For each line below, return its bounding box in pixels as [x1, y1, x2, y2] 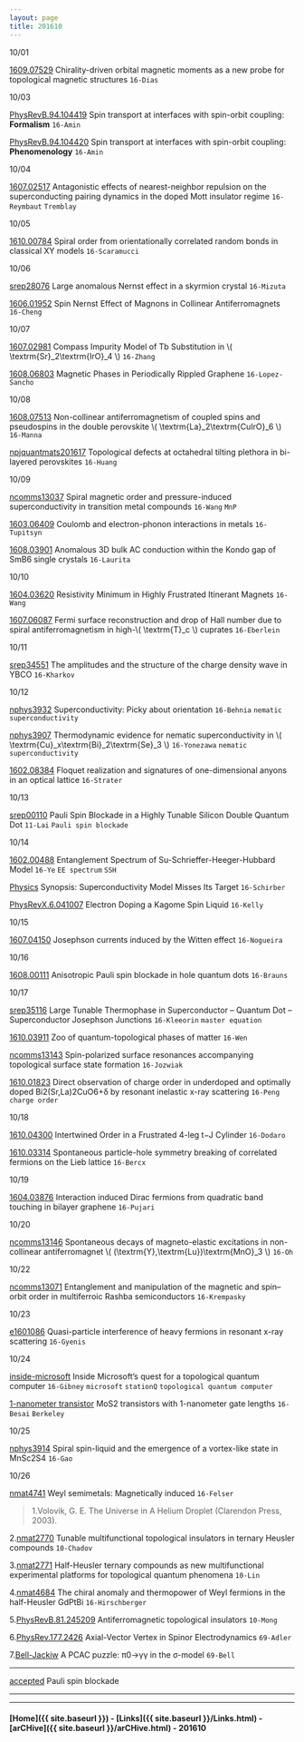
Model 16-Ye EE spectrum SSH [9, 864, 118, 875]
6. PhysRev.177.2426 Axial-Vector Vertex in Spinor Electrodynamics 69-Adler [9, 1631, 292, 1642]
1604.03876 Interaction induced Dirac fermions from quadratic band [9, 1191, 264, 1202]
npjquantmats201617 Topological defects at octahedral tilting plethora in [9, 446, 279, 457]
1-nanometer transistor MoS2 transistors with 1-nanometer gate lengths [9, 1398, 276, 1409]
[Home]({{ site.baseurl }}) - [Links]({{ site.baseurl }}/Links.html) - [9, 1713, 263, 1724]
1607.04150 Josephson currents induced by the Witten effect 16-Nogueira [9, 934, 283, 944]
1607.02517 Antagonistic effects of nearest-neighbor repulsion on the [9, 181, 267, 191]
